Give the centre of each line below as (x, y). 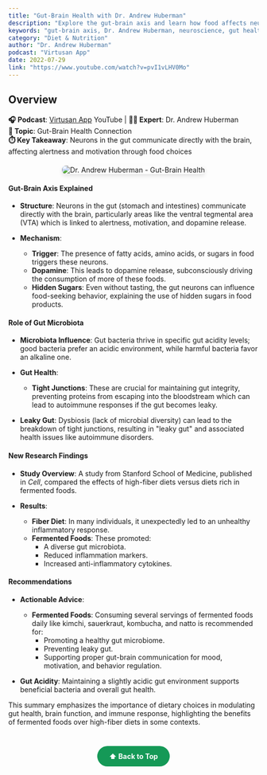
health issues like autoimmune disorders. (87, 437)
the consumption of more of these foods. (99, 279)
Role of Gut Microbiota (46, 323)
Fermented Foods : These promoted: (91, 538)
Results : (33, 506)
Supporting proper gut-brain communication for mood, (133, 657)
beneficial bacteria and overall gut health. (88, 689)
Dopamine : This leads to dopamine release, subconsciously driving (142, 271)
